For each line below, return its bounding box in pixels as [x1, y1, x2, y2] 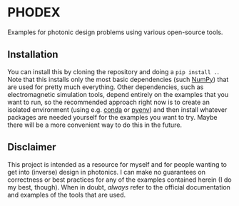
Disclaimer [7, 141, 56, 153]
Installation [7, 48, 59, 61]
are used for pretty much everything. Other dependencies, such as [7, 83, 204, 91]
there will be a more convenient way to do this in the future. [7, 120, 183, 129]
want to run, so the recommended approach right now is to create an [7, 98, 210, 106]
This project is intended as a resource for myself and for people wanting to [7, 160, 227, 168]
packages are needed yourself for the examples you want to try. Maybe [7, 113, 218, 121]
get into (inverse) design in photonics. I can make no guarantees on [7, 168, 205, 176]
